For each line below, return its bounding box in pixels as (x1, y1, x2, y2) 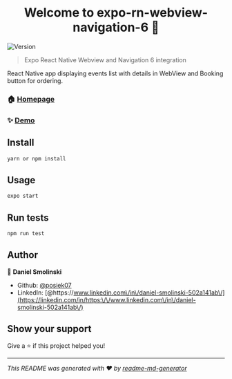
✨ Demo (7, 115, 35, 125)
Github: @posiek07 (17, 281, 72, 289)
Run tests (7, 212, 49, 223)
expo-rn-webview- (96, 5, 209, 21)
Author (7, 249, 38, 261)
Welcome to (23, 5, 95, 21)
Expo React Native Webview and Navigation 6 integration (23, 55, 186, 64)
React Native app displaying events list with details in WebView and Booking (7, 69, 224, 77)
